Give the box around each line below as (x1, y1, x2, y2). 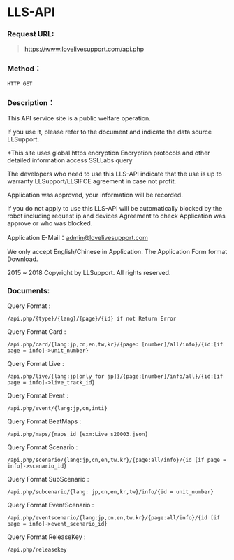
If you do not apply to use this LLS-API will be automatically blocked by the (7, 204, 223, 213)
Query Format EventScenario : (7, 501, 94, 510)
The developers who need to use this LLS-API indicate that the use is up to (7, 169, 222, 178)
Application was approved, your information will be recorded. (7, 190, 183, 199)
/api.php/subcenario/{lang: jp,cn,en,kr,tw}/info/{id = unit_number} (7, 489, 214, 496)
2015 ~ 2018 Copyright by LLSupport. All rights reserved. (7, 269, 171, 277)
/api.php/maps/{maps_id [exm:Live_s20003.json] (7, 431, 149, 438)
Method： (7, 64, 42, 73)
